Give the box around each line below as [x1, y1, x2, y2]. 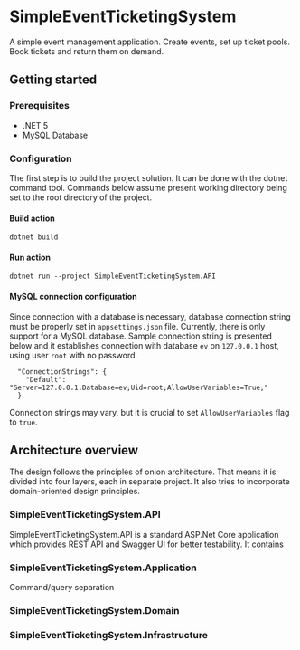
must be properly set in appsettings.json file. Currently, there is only [9, 320, 266, 331]
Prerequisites [9, 100, 70, 112]
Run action [9, 252, 52, 263]
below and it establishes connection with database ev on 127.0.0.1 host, [9, 339, 280, 350]
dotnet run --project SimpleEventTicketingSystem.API [9, 272, 217, 282]
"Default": [25, 375, 67, 384]
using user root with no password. [9, 349, 138, 360]
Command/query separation [9, 581, 115, 592]
